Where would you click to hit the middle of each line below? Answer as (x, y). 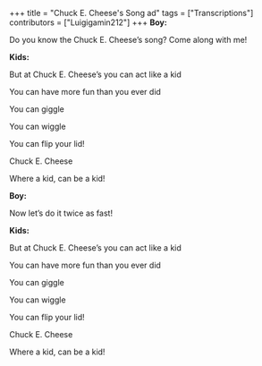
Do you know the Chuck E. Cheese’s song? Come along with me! (128, 40)
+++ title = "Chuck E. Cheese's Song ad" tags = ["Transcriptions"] (131, 13)
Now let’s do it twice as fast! (61, 213)
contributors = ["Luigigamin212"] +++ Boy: (88, 22)
